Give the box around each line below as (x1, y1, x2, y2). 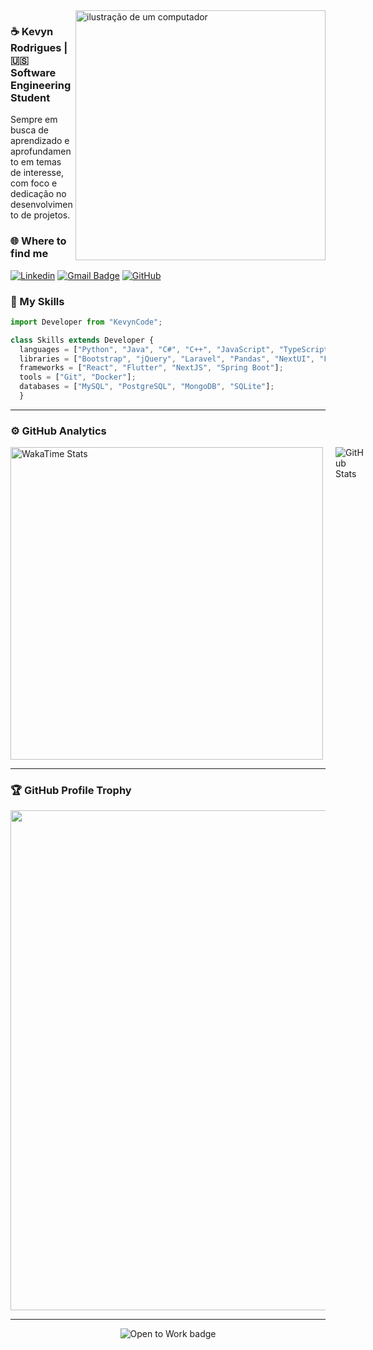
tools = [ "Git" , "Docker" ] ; (19, 372, 137, 383)
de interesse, (10, 167, 65, 179)
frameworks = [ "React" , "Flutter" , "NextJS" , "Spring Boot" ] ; (19, 363, 284, 373)
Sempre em (10, 114, 58, 126)
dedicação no (10, 188, 67, 200)
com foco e (10, 177, 58, 189)
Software (10, 65, 57, 79)
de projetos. (20, 209, 71, 221)
